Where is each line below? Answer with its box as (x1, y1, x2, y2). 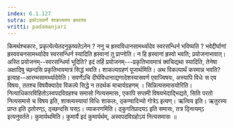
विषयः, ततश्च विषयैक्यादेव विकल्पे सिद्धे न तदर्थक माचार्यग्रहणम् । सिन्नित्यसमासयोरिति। (7, 81, 193, 90)
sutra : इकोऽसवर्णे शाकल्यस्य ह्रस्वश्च (7, 17, 86, 24)
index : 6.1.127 (7, 10, 52, 17)
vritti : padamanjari (7, 23, 68, 30)
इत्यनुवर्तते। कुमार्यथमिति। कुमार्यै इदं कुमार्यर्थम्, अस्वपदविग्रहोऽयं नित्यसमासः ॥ (7, 113, 177, 121)
